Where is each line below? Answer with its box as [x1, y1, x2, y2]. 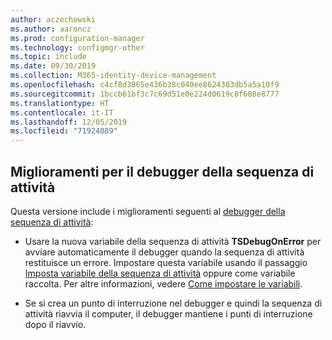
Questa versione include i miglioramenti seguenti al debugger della [10, 205, 286, 217]
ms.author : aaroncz [10, 24, 92, 34]
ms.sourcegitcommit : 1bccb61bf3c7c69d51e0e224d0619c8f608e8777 [10, 89, 280, 99]
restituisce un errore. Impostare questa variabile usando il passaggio [24, 256, 308, 268]
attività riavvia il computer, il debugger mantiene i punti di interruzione [24, 307, 313, 320]
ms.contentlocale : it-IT [10, 107, 114, 118]
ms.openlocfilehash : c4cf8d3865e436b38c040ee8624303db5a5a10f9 [10, 80, 280, 90]
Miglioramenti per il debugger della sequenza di [10, 163, 315, 180]
